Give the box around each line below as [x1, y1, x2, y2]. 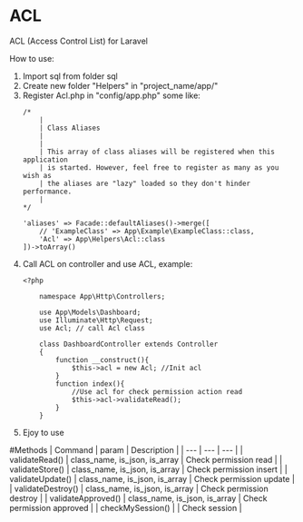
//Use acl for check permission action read [71, 387, 243, 396]
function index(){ [55, 379, 125, 389]
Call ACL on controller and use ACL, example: [22, 258, 193, 269]
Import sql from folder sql [22, 70, 118, 82]
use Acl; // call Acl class [39, 323, 145, 332]
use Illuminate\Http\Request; [39, 315, 153, 325]
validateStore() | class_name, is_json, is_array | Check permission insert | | [9, 464, 288, 475]
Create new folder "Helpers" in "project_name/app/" [22, 80, 219, 91]
